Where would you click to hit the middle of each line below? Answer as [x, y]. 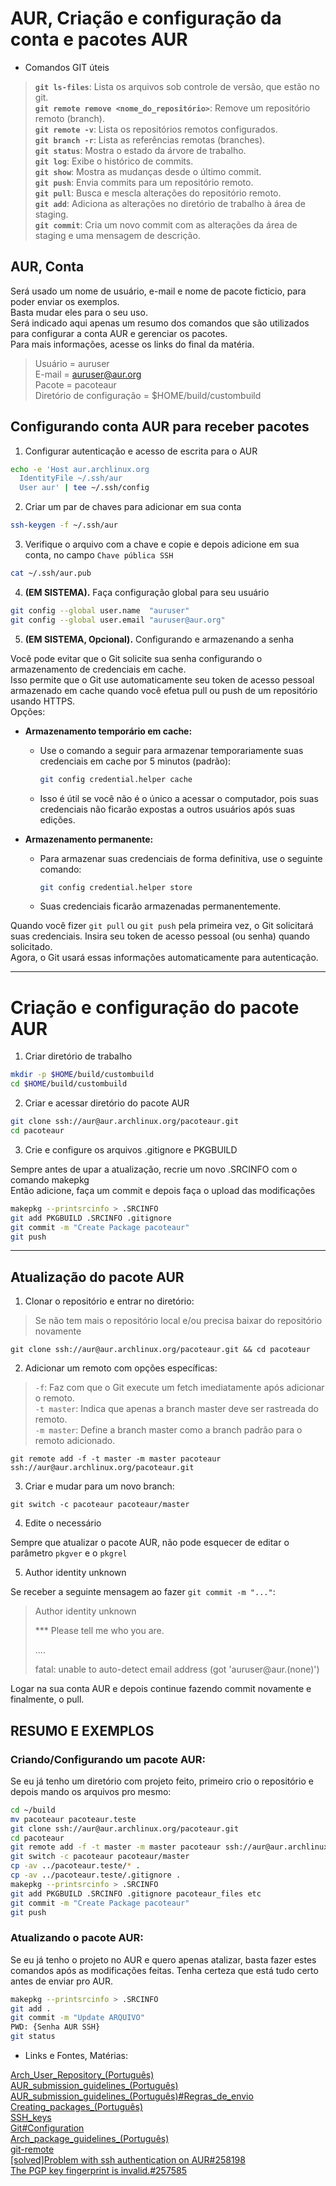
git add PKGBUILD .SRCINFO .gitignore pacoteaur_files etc [136, 1893]
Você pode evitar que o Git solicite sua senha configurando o [136, 658]
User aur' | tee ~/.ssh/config [84, 488]
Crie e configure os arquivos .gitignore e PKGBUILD [131, 1149]
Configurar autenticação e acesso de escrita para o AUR [141, 451]
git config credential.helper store [116, 887]
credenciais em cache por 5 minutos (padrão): [135, 761]
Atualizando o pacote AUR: [77, 1938]
